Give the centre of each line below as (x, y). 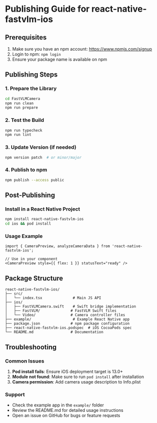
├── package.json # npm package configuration (68, 324)
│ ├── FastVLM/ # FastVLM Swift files (61, 311)
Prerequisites (26, 37)
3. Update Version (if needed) (41, 147)
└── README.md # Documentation (54, 332)
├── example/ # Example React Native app (68, 319)
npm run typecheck (24, 130)
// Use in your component (31, 259)
